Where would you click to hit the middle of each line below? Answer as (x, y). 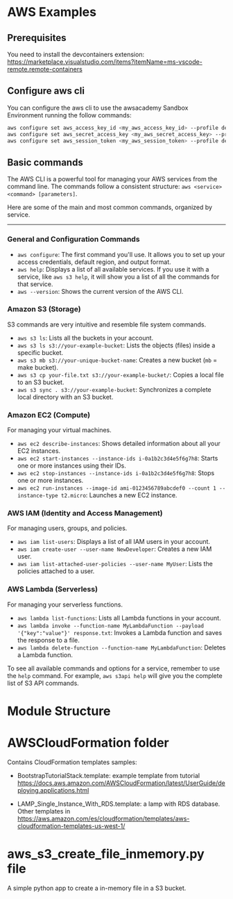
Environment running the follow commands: (69, 115)
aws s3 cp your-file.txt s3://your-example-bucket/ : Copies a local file (120, 374)
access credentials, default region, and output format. (94, 262)
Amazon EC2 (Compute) (49, 415)
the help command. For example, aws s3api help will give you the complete (115, 675)
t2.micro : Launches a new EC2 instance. (119, 495)
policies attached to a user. (56, 571)
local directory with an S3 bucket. (65, 397)
